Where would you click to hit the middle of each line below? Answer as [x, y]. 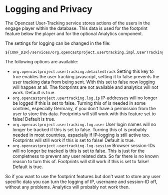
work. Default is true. [34, 92]
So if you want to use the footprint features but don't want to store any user [83, 176]
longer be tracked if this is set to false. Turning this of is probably [79, 129]
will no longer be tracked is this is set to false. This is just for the [78, 151]
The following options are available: [42, 61]
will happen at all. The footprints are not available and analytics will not [85, 87]
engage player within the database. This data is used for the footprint [76, 28]
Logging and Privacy [49, 9]
